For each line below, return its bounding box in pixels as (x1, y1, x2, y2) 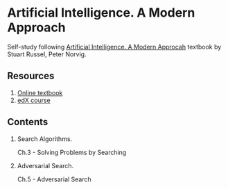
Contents (7, 116, 49, 128)
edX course (17, 96, 51, 104)
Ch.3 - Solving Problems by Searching (17, 148, 127, 156)
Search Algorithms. (17, 134, 73, 143)
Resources (7, 70, 55, 82)
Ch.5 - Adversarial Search (17, 175, 91, 183)
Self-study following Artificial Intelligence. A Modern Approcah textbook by (7, 42, 222, 51)
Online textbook (17, 88, 63, 97)
